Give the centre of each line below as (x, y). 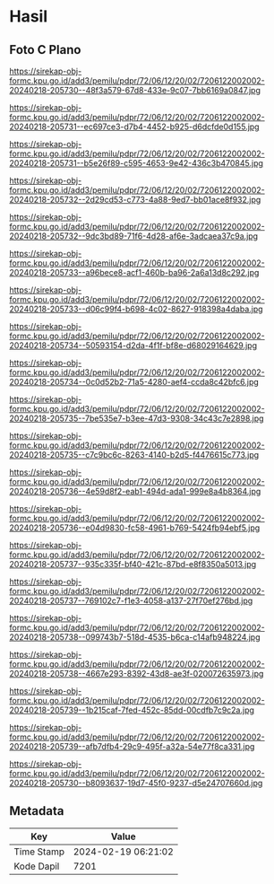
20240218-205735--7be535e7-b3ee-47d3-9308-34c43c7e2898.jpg (137, 418)
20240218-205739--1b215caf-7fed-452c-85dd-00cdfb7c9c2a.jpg (132, 710)
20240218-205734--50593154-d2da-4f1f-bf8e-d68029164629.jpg (133, 346)
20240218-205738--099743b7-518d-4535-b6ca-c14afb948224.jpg (135, 637)
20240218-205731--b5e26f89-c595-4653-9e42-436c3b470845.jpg (137, 163)
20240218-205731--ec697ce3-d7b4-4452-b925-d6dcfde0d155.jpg (134, 127)
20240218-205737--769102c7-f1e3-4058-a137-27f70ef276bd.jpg (131, 600)
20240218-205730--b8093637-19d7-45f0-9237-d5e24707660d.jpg (136, 783)
